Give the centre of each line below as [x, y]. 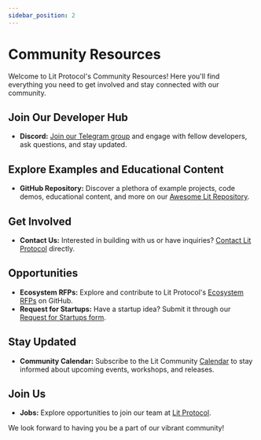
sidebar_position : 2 [42, 15]
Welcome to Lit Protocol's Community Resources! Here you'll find [114, 76]
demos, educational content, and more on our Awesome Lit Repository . [134, 196]
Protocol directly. [47, 249]
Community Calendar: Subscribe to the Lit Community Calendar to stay [136, 361]
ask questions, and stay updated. [73, 145]
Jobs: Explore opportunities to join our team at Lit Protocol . [115, 412]
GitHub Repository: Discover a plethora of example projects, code [127, 189]
